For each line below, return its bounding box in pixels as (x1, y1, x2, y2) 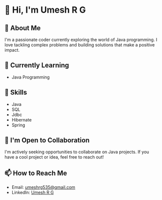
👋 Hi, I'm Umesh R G (4, 4, 86, 16)
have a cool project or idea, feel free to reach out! (4, 154, 104, 160)
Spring (11, 122, 25, 128)
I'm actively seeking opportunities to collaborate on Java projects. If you (4, 149, 149, 155)
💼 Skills (4, 88, 27, 97)
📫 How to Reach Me (4, 169, 67, 177)
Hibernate (11, 117, 32, 122)
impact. (4, 47, 20, 53)
